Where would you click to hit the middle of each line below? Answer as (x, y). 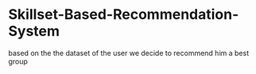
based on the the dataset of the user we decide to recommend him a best (128, 53)
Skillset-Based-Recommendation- (124, 15)
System (34, 31)
